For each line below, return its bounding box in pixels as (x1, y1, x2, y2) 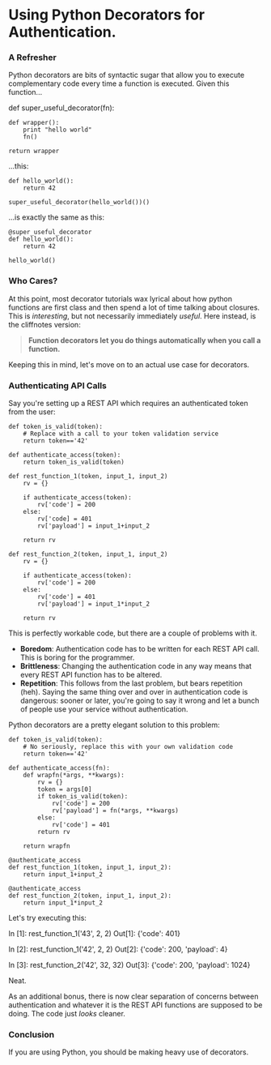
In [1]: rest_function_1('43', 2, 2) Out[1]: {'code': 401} (8, 929, 180, 939)
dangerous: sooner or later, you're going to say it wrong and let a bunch (19, 695, 260, 706)
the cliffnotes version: (8, 319, 81, 329)
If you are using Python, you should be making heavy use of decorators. (8, 1047, 249, 1057)
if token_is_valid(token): (37, 793, 129, 801)
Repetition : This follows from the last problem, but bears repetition (19, 678, 243, 688)
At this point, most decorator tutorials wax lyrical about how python (8, 293, 233, 303)
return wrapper (8, 148, 60, 156)
